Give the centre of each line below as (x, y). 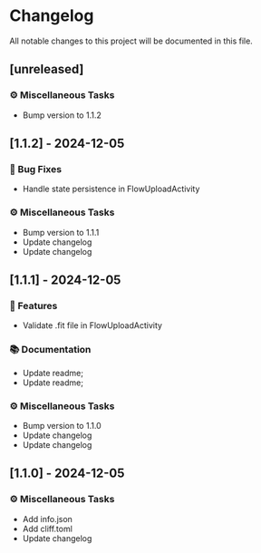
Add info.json (47, 519)
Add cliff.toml (47, 529)
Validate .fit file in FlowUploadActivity (92, 325)
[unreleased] (47, 69)
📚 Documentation (50, 350)
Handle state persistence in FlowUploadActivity (111, 189)
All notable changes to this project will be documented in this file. (131, 41)
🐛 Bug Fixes (35, 169)
